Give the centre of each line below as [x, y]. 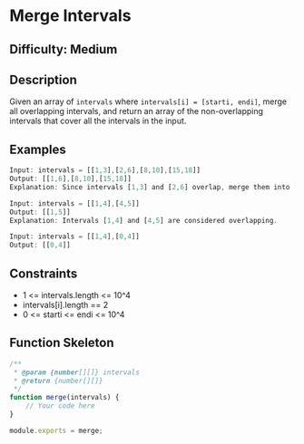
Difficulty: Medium [64, 49]
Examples [38, 149]
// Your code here [60, 406]
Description [43, 79]
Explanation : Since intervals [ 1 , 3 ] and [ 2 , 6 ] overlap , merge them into [150, 187]
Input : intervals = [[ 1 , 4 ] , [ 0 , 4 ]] [75, 236]
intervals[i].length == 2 [65, 305]
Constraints [44, 273]
